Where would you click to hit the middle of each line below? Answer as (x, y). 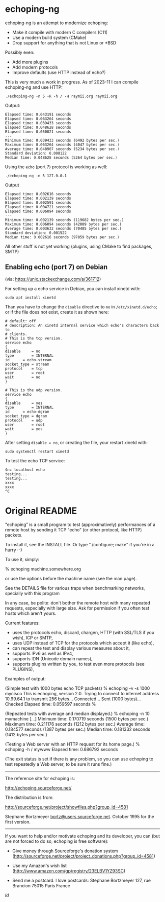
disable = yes (24, 403)
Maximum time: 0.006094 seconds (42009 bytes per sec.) (63, 224)
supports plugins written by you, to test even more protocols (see (78, 664)
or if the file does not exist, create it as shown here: (57, 312)
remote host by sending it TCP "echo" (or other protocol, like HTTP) (74, 529)
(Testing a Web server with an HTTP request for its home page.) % (72, 744)
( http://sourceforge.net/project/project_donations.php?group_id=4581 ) (84, 856)
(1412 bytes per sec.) (26, 734)
